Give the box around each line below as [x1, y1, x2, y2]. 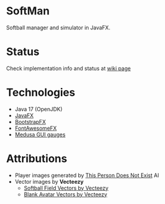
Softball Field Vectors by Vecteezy [23, 184, 109, 191]
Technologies [6, 86, 76, 99]
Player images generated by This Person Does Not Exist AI [14, 172, 160, 179]
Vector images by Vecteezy [14, 178, 84, 185]
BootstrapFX [14, 118, 46, 125]
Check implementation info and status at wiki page [6, 65, 131, 72]
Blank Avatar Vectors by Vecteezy [23, 190, 108, 198]
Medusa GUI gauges [14, 130, 66, 138]
